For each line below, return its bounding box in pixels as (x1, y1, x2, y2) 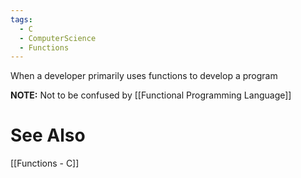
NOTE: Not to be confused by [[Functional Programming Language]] (10, 89, 292, 101)
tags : (10, 14, 33, 25)
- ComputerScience (19, 33, 97, 43)
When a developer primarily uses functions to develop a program (10, 70, 278, 82)
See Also (10, 124, 86, 147)
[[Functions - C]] (10, 157, 80, 170)
